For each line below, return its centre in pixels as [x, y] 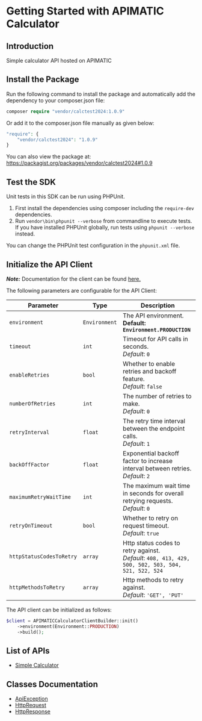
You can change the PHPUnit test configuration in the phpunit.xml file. [93, 246]
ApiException [31, 699]
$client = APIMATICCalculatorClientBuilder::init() [72, 621]
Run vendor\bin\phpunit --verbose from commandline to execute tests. [103, 221]
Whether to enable [149, 364]
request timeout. [146, 525]
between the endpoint [154, 428]
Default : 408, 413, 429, [157, 558]
